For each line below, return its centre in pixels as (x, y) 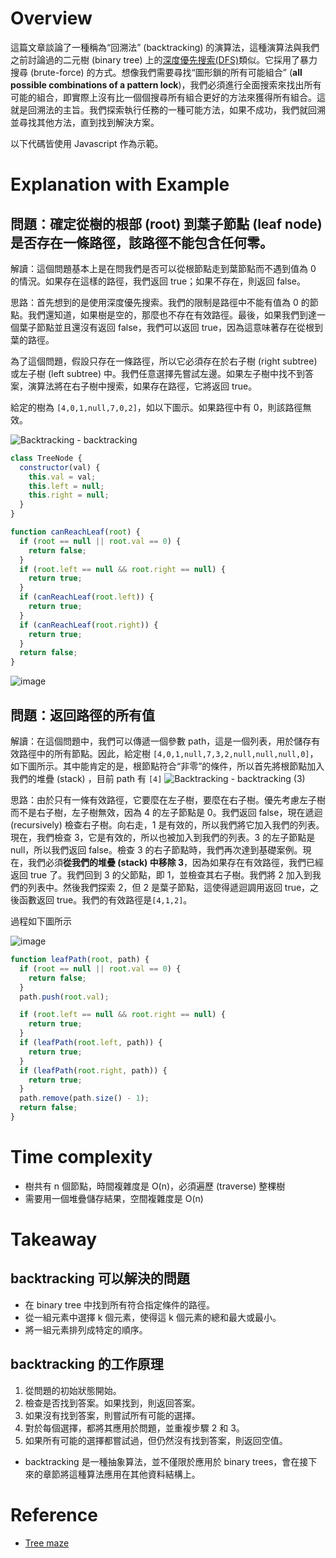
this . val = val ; (62, 477)
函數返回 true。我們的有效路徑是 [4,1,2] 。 (105, 900)
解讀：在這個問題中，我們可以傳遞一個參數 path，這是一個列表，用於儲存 (161, 741)
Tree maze (47, 1543)
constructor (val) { (60, 467)
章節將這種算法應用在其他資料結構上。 (121, 1474)
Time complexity (81, 1157)
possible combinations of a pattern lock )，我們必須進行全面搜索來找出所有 (166, 84)
